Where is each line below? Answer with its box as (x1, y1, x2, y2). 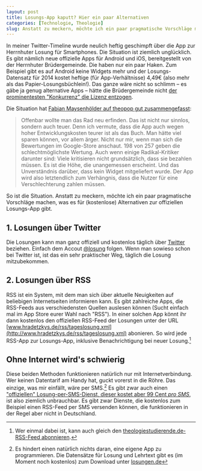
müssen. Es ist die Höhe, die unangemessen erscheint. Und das (20, 161, 179, 169)
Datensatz (6, 74, 32, 81)
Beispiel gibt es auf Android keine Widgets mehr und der (6, 67, 146, 75)
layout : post (6, 8, 39, 15)
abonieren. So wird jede (128, 329, 188, 337)
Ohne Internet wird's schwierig (6, 354, 125, 364)
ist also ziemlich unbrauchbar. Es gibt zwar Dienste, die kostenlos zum (6, 397, 180, 404)
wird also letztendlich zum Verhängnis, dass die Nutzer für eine (20, 174, 179, 181)
